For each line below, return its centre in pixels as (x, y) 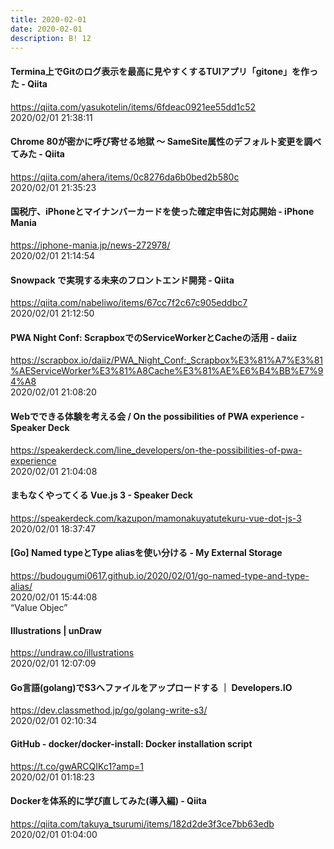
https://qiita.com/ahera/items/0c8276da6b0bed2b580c (125, 177)
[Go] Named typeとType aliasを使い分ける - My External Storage (146, 553)
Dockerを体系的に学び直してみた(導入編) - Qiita (108, 801)
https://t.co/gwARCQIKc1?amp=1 (77, 766)
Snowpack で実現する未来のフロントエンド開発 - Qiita (122, 280)
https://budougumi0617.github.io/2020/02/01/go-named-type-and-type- (160, 575)
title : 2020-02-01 (48, 19)
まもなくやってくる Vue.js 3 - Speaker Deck (101, 495)
